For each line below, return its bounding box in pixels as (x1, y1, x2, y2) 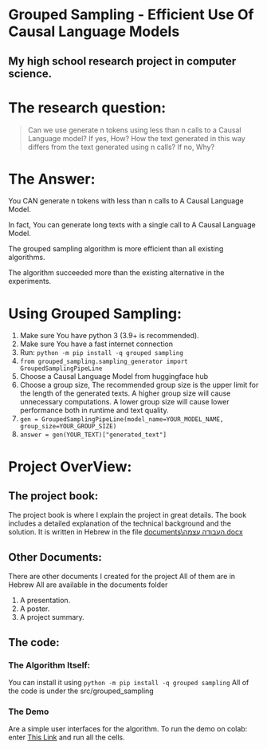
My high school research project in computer (8, 54, 237, 68)
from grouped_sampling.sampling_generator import (19, 357, 189, 366)
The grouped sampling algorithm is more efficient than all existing (8, 244, 224, 254)
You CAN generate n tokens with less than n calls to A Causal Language (8, 196, 245, 206)
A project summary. (19, 613, 85, 622)
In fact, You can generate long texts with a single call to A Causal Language (8, 220, 257, 230)
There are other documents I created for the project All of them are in (8, 572, 236, 581)
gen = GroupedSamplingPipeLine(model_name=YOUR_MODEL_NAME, (19, 416, 224, 424)
